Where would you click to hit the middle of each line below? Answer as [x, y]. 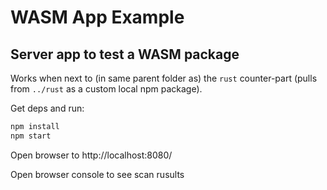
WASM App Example [97, 17]
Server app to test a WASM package [125, 54]
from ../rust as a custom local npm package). [106, 89]
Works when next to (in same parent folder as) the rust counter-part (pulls [164, 78]
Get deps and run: [47, 108]
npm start [31, 136]
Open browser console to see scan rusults [97, 174]
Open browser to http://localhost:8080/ [91, 155]
